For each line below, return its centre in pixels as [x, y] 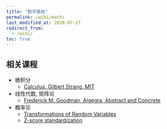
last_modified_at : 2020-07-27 [44, 22]
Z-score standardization [53, 120]
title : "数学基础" [27, 12]
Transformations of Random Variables [70, 114]
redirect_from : [25, 28]
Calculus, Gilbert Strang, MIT [59, 86]
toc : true [18, 39]
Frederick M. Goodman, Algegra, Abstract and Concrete [92, 100]
